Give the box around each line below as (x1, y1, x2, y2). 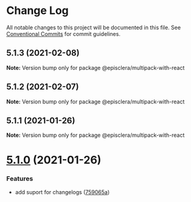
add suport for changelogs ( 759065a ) (15, 188, 110, 195)
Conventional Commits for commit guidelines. (6, 30, 120, 37)
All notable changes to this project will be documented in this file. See (6, 24, 181, 31)
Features (6, 175, 33, 183)
